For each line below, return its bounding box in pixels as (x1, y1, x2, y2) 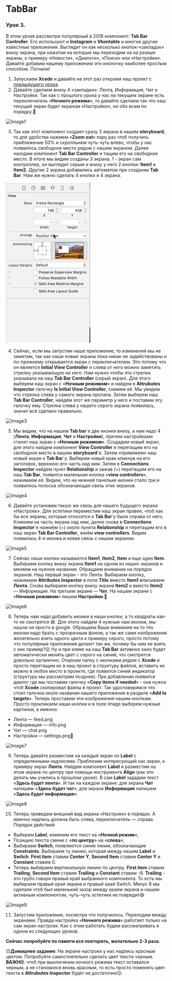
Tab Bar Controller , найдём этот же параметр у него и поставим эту (13, 397, 163, 403)
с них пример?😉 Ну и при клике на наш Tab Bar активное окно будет (13, 646, 166, 652)
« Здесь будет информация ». (13, 791, 78, 797)
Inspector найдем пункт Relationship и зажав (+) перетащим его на (13, 466, 162, 472)
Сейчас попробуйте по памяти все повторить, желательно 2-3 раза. (6, 938, 160, 944)
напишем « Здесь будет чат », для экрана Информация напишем (13, 786, 157, 792)
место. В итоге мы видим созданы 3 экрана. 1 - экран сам (13, 156, 141, 162)
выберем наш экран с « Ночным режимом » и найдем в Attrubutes (13, 381, 161, 387)
